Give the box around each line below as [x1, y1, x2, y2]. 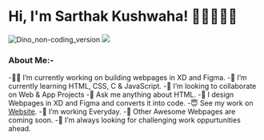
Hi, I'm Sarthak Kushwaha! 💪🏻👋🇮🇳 [8, 7, 238, 26]
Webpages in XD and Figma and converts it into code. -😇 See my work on [8, 98, 254, 108]
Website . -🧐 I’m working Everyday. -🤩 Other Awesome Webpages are [8, 107, 236, 117]
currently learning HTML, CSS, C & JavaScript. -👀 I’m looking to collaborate [8, 82, 257, 91]
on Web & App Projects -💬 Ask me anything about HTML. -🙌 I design [8, 90, 234, 99]
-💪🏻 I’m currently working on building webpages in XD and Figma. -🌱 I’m [8, 73, 247, 82]
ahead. [8, 124, 31, 134]
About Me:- [8, 54, 54, 66]
